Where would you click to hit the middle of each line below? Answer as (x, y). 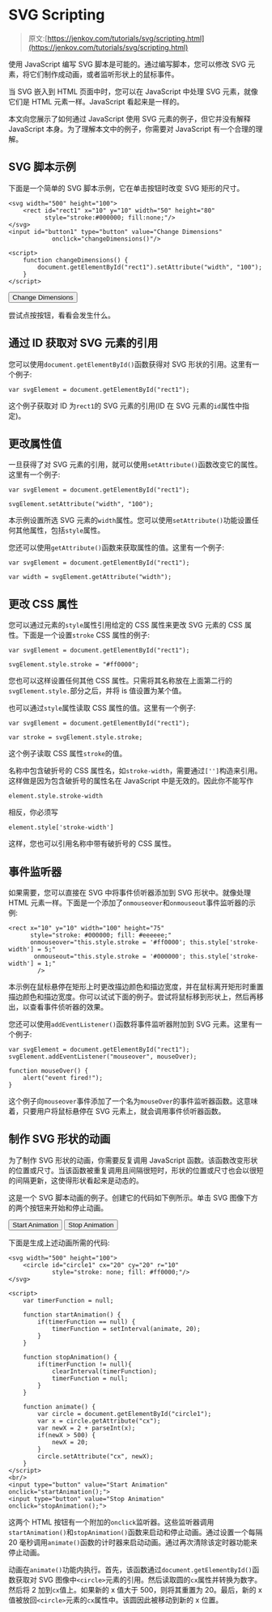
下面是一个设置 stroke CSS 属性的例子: (86, 635)
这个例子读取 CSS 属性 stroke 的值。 (68, 754)
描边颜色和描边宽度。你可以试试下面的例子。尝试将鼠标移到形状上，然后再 (132, 997)
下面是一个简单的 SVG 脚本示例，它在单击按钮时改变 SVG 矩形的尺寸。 (126, 188)
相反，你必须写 (33, 812)
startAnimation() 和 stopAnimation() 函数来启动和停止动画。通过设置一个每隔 (136, 1532)
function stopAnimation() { (70, 1357)
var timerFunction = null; (68, 1300)
